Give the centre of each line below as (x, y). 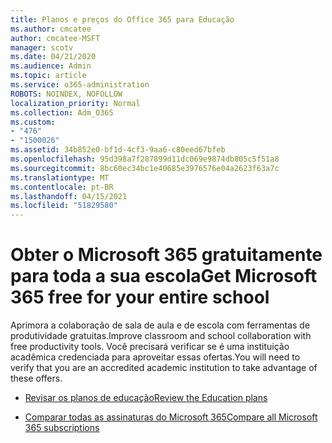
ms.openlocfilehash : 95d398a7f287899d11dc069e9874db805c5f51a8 (145, 159)
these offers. (36, 378)
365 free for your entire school (140, 297)
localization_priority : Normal (75, 103)
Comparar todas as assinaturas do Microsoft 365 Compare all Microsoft (171, 417)
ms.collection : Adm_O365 (62, 112)
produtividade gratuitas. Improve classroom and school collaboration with (161, 336)
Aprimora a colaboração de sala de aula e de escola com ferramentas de (160, 325)
